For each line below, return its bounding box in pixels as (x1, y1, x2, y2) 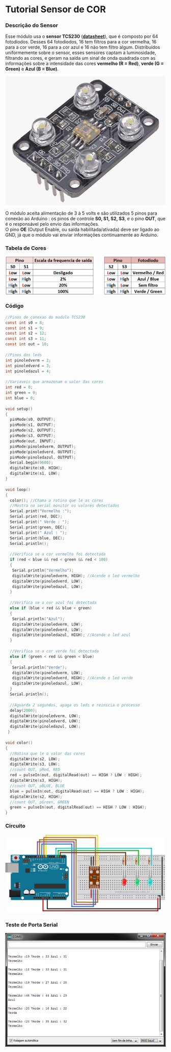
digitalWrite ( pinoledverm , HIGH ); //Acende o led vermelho (12, 573, 140, 578)
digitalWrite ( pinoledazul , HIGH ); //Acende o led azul (12, 632, 131, 638)
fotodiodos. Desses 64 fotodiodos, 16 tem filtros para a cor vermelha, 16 (5, 39, 157, 45)
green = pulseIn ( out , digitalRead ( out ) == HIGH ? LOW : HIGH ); (10, 805, 147, 810)
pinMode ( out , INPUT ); (10, 438, 56, 444)
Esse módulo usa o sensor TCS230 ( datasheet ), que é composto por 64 (5, 33, 158, 39)
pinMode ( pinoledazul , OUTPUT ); (10, 455, 76, 460)
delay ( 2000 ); (10, 708, 38, 713)
